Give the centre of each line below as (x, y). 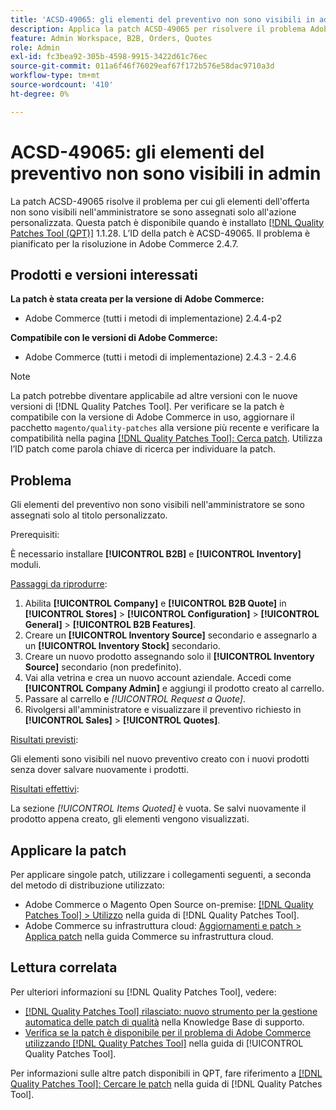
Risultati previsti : (44, 740)
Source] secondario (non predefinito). (103, 667)
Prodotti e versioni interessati (104, 274)
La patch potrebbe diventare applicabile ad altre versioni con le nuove (154, 396)
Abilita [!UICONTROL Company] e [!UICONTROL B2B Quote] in (155, 603)
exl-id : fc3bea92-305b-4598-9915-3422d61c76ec (109, 57)
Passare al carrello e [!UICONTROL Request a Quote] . (135, 699)
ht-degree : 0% (40, 94)
